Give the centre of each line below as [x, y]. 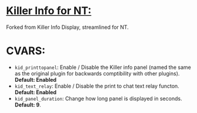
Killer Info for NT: [49, 11]
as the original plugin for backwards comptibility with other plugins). [97, 73]
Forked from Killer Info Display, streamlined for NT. [68, 27]
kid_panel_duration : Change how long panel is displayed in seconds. [98, 98]
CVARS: [26, 51]
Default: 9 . [28, 105]
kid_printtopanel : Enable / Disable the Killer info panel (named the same [103, 67]
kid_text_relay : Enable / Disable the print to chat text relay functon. [97, 86]
